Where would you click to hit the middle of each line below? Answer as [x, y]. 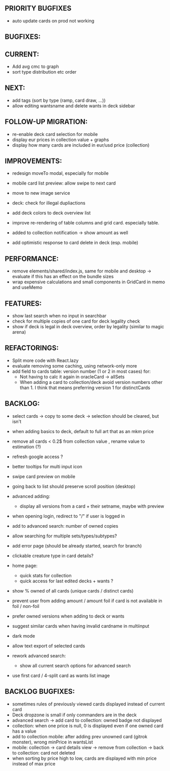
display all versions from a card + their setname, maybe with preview [92, 506]
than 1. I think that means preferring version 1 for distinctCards [85, 388]
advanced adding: [31, 496]
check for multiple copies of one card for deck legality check [76, 321]
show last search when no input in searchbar [59, 316]
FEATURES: [23, 303]
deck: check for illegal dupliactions [49, 203]
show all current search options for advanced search [75, 665]
